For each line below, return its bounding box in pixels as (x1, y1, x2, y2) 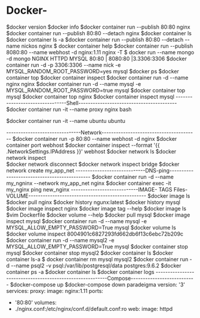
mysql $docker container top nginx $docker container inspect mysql (6, 93, 175, 100)
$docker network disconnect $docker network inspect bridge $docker (6, 160, 180, 168)
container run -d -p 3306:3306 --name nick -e (6, 61, 121, 69)
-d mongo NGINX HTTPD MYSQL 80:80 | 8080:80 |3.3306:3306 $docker (6, 55, 187, 62)
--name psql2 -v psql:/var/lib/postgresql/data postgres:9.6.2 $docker (11, 262, 181, 269)
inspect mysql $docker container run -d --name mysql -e (6, 217, 147, 224)
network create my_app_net (6, 166, 75, 174)
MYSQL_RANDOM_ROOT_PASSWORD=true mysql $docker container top (6, 87, 186, 94)
